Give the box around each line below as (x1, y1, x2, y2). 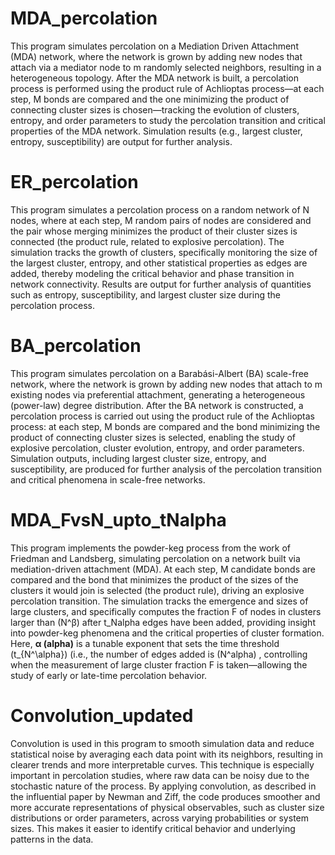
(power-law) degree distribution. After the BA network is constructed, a (10, 399, 304, 411)
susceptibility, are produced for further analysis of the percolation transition (10, 463, 322, 475)
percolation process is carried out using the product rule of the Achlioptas (10, 410, 316, 422)
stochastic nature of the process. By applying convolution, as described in (10, 780, 317, 792)
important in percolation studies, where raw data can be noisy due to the (10, 769, 310, 781)
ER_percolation (10, 171, 139, 194)
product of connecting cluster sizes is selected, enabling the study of (10, 431, 297, 443)
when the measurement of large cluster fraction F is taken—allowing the (10, 658, 308, 671)
